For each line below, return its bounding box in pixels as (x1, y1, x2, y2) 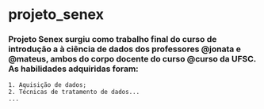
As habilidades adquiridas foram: (8, 63, 139, 74)
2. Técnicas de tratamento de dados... (8, 88, 140, 96)
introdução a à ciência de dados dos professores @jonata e (8, 43, 242, 54)
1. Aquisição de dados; (8, 81, 87, 89)
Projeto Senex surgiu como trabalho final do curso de (8, 34, 217, 45)
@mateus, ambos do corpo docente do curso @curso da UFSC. (8, 54, 256, 65)
